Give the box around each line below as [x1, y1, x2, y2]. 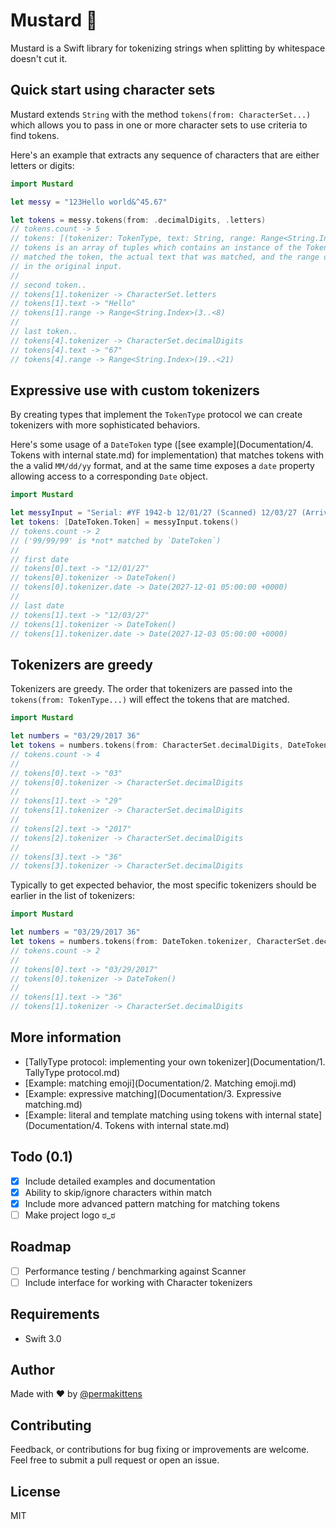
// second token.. [10, 280, 87, 290]
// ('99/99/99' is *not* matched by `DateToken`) [10, 535, 222, 546]
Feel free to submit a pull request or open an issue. [10, 1454, 220, 1466]
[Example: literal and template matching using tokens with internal [24, 1109, 297, 1121]
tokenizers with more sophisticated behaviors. [10, 419, 201, 431]
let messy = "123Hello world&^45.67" [10, 197, 168, 207]
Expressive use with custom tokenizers [10, 382, 260, 399]
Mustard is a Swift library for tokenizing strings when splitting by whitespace [10, 42, 326, 54]
